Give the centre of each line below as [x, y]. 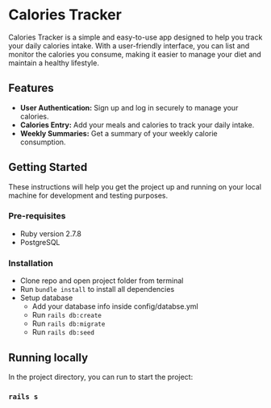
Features [31, 88]
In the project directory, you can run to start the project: [101, 377]
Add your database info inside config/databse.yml [115, 306]
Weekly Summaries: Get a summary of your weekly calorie [119, 133]
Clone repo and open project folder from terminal [102, 281]
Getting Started [48, 167]
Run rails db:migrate [69, 323]
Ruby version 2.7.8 [51, 233]
